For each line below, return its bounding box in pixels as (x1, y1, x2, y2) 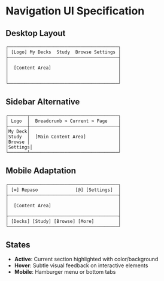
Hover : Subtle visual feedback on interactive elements (14, 262, 148, 269)
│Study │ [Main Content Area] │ (5, 134, 121, 140)
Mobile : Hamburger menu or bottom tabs (14, 268, 116, 276)
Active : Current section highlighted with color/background (14, 256, 159, 263)
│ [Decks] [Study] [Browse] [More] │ (5, 218, 121, 224)
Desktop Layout (5, 28, 66, 38)
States (5, 240, 31, 250)
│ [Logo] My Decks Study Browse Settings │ (5, 49, 121, 55)
